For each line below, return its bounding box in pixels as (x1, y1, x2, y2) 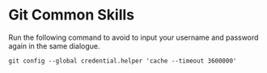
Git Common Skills (8, 6, 135, 24)
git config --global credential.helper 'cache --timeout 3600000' (8, 57, 237, 65)
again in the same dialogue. (8, 41, 100, 50)
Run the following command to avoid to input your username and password (8, 32, 259, 42)
